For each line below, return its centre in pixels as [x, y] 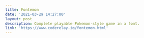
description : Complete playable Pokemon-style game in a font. [72, 23]
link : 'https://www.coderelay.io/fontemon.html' [57, 28]
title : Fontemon [22, 10]
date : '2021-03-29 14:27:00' [35, 14]
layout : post [19, 19]
